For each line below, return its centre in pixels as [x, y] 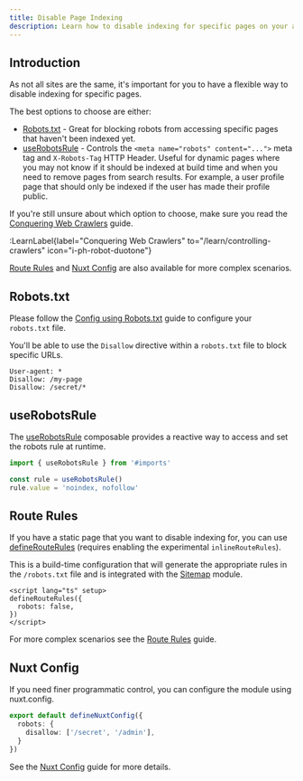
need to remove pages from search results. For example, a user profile [153, 177]
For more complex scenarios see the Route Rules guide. [113, 639]
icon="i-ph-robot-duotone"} [100, 250]
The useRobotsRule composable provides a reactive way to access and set [149, 437]
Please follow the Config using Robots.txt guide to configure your [131, 318]
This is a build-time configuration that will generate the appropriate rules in [148, 565]
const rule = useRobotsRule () [66, 479]
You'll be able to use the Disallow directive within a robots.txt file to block [148, 345]
